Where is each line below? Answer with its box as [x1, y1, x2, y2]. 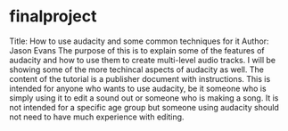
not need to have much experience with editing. [9, 111, 185, 122]
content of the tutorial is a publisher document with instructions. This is [9, 73, 271, 84]
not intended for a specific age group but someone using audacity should [9, 102, 279, 112]
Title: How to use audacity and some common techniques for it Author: [9, 36, 269, 46]
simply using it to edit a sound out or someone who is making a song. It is [9, 92, 279, 103]
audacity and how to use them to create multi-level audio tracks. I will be [9, 54, 276, 65]
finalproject [9, 6, 97, 27]
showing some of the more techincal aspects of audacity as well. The [9, 64, 265, 75]
